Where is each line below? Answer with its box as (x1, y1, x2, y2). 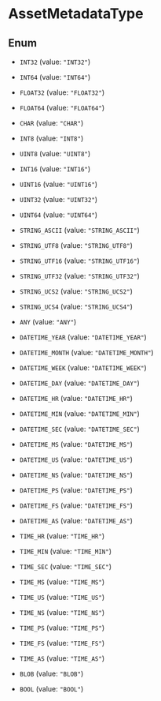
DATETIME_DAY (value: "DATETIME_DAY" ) (19, 378, 140, 388)
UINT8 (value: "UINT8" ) (19, 149, 91, 158)
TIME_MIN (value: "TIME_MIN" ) (19, 546, 112, 556)
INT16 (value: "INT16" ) (19, 164, 91, 174)
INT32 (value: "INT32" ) (19, 57, 91, 66)
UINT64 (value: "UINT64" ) (19, 210, 98, 219)
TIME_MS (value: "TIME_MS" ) (19, 577, 104, 587)
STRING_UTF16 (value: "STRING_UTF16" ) (19, 256, 140, 265)
